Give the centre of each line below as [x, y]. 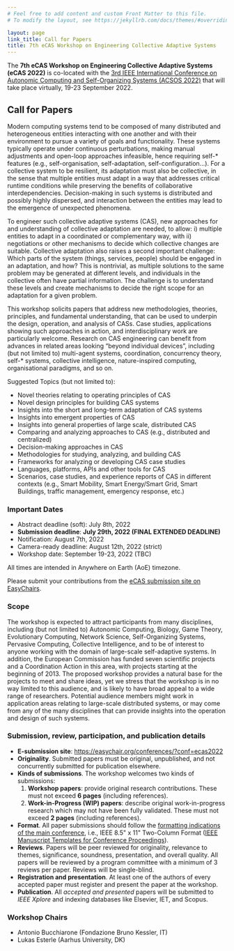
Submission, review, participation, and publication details [107, 736]
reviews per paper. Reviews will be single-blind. [86, 869]
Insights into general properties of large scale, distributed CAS [107, 424]
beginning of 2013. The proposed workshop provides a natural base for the [115, 674]
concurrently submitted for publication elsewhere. [89, 766]
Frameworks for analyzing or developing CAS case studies [101, 461]
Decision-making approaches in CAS [70, 447]
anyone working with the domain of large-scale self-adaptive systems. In [112, 651]
